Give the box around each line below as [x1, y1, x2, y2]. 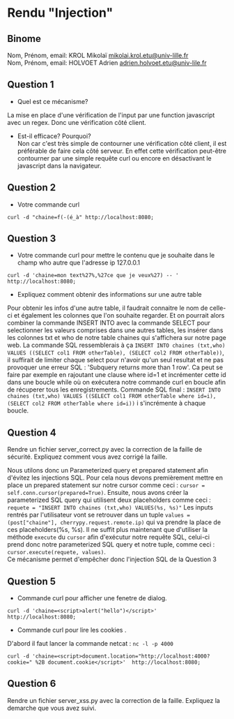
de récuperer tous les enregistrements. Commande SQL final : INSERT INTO [7, 385, 221, 394]
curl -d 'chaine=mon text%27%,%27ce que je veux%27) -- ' [7, 272, 179, 279]
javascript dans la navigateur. [17, 161, 102, 170]
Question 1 [7, 79, 54, 91]
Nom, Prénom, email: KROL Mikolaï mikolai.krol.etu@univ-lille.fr [7, 51, 189, 59]
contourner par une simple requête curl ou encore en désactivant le [17, 154, 212, 162]
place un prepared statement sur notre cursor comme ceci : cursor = [7, 481, 205, 489]
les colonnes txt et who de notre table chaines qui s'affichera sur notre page [7, 334, 226, 342]
